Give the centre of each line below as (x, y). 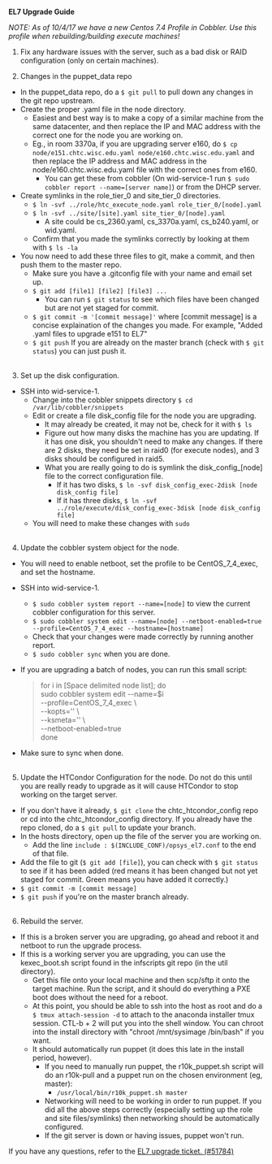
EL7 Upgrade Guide (42, 12)
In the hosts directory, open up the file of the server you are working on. (140, 836)
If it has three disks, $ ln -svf (107, 500)
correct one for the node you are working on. (108, 135)
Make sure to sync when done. (72, 753)
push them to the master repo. (71, 265)
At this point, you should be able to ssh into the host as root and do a (147, 1006)
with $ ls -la (55, 248)
